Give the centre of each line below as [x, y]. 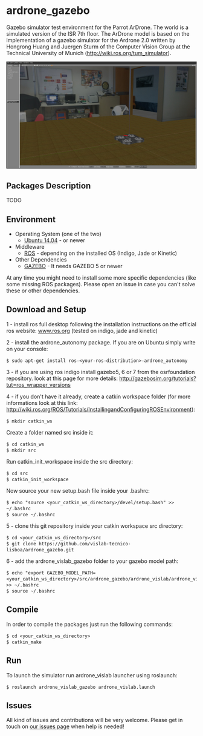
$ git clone [21, 544]
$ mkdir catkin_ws [29, 421]
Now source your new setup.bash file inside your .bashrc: [78, 490]
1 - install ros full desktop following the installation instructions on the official [101, 324]
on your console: [27, 349]
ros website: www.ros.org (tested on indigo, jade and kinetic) [82, 330]
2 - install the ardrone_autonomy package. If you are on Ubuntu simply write [101, 342]
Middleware [30, 247]
